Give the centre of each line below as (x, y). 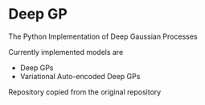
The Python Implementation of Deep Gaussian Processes (103, 36)
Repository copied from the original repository (85, 92)
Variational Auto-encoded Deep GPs (80, 76)
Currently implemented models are (66, 52)
